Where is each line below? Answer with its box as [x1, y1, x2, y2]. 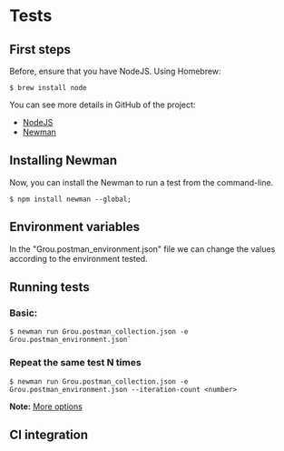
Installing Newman [9, 153, 118, 168]
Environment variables [9, 219, 141, 235]
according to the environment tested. [9, 253, 148, 264]
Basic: [9, 306, 38, 319]
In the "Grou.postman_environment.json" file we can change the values [9, 243, 276, 255]
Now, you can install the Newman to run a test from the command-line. [9, 176, 274, 187]
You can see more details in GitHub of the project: [9, 99, 196, 110]
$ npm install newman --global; [9, 195, 132, 204]
